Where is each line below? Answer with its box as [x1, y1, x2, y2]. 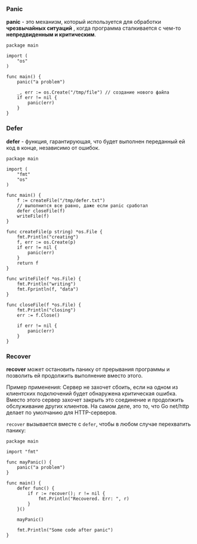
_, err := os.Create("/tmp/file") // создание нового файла [17, 89, 170, 95]
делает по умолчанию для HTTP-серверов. [6, 409, 118, 416]
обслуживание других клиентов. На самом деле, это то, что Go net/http [6, 402, 189, 410]
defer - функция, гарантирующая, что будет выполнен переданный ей [6, 138, 186, 145]
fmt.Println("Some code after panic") [17, 527, 113, 533]
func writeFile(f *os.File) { [6, 276, 82, 282]
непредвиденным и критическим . [6, 31, 97, 38]
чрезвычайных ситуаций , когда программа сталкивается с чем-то [6, 24, 181, 32]
